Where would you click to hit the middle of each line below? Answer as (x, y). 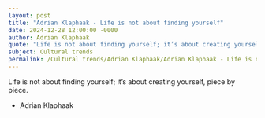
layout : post (30, 15)
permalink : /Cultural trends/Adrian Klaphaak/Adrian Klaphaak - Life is (130, 60)
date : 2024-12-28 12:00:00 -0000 (63, 30)
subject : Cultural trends (50, 52)
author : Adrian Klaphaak (49, 37)
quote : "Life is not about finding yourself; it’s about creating (119, 45)
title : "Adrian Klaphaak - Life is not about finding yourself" (116, 23)
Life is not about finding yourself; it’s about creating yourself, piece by (121, 81)
